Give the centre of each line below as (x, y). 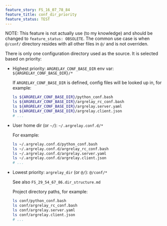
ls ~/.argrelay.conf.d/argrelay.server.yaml (59, 153)
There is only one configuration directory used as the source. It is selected (82, 53)
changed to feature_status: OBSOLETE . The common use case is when (78, 38)
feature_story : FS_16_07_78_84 (38, 10)
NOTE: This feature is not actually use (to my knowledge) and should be (79, 33)
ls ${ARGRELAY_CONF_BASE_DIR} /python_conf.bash (63, 97)
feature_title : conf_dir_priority (41, 14)
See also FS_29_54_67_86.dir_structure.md (56, 182)
